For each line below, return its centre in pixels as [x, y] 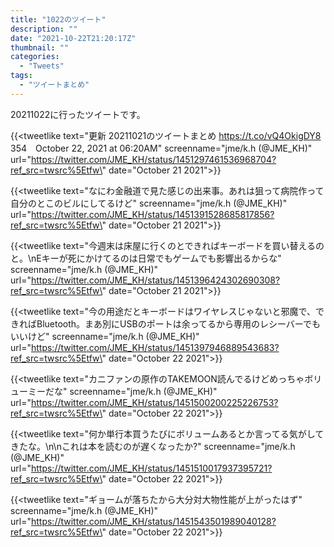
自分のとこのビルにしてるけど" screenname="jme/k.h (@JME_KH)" [149, 203]
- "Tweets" [42, 66]
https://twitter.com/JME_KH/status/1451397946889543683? [155, 347]
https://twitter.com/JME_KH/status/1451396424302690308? [155, 280]
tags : [21, 76]
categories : [35, 57]
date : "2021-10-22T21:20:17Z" [73, 38]
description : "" [44, 29]
